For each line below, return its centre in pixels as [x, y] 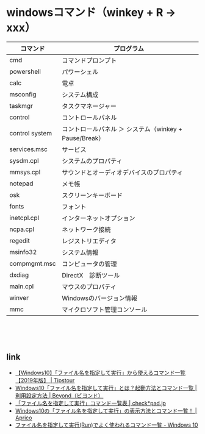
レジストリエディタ [89, 241]
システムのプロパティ [92, 161]
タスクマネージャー [89, 106]
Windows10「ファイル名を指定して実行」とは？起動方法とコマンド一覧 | [106, 388]
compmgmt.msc [33, 263]
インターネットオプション [99, 218]
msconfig [23, 94]
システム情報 [80, 252]
